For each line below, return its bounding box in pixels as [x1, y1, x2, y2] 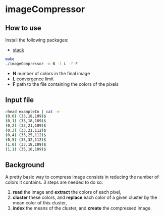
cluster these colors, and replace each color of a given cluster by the [12, 194, 157, 200]
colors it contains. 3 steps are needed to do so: [5, 179, 103, 185]
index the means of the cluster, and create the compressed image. [12, 205, 152, 211]
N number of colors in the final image [12, 70, 90, 76]
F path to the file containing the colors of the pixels [12, 81, 119, 87]
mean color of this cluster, [12, 200, 67, 206]
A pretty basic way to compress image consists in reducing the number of [5, 174, 159, 180]
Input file [5, 96, 34, 104]
